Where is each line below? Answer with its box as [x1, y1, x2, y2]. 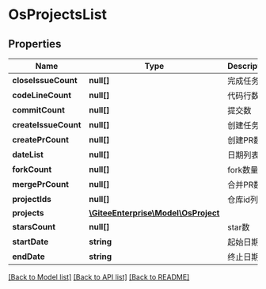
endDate [12, 251, 45, 262]
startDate [12, 236, 49, 247]
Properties [8, 37, 62, 51]
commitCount [12, 105, 66, 116]
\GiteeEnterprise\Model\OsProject [89, 207, 220, 219]
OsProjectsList [8, 6, 108, 24]
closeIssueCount [12, 75, 78, 86]
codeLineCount [12, 89, 72, 101]
